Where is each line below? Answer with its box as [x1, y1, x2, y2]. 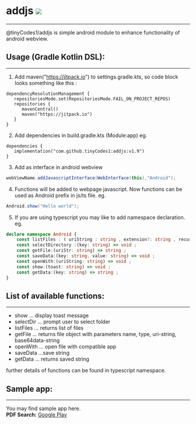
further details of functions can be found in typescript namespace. [6, 367, 166, 374]
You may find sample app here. [6, 405, 81, 412]
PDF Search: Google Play [6, 411, 67, 418]
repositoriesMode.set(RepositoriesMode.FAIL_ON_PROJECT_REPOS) [13, 95, 171, 102]
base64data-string [14, 337, 60, 344]
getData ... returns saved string [14, 355, 89, 363]
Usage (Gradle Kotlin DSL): [6, 52, 105, 62]
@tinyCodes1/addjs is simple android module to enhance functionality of [6, 29, 180, 36]
